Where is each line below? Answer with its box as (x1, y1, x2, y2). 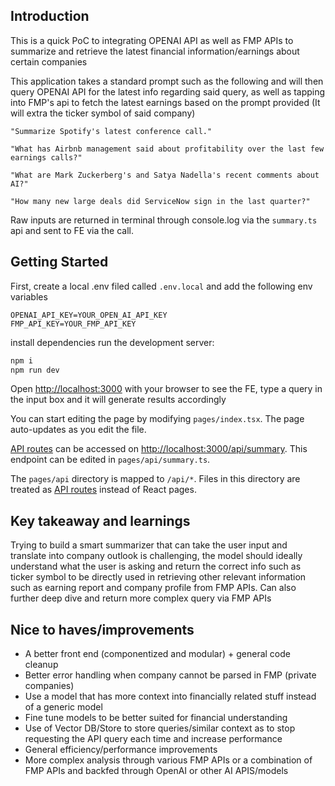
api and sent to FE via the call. (10, 224, 134, 236)
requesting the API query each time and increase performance (24, 733, 283, 744)
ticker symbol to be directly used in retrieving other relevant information (10, 571, 307, 583)
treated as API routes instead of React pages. (10, 484, 197, 496)
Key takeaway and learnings (10, 512, 191, 529)
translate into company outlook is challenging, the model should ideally (10, 550, 303, 562)
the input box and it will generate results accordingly (10, 394, 227, 406)
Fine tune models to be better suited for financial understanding (24, 712, 288, 723)
